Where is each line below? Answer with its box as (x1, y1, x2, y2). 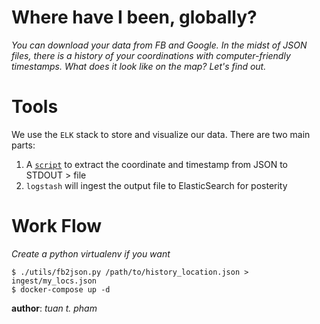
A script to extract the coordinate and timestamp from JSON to (25, 158, 289, 170)
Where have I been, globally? (11, 6, 258, 29)
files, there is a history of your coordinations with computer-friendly (11, 49, 291, 61)
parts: (11, 139, 36, 151)
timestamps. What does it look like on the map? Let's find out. (11, 60, 267, 72)
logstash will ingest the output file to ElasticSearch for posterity (25, 179, 288, 191)
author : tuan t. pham (11, 302, 98, 314)
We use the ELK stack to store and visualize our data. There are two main (11, 128, 311, 140)
